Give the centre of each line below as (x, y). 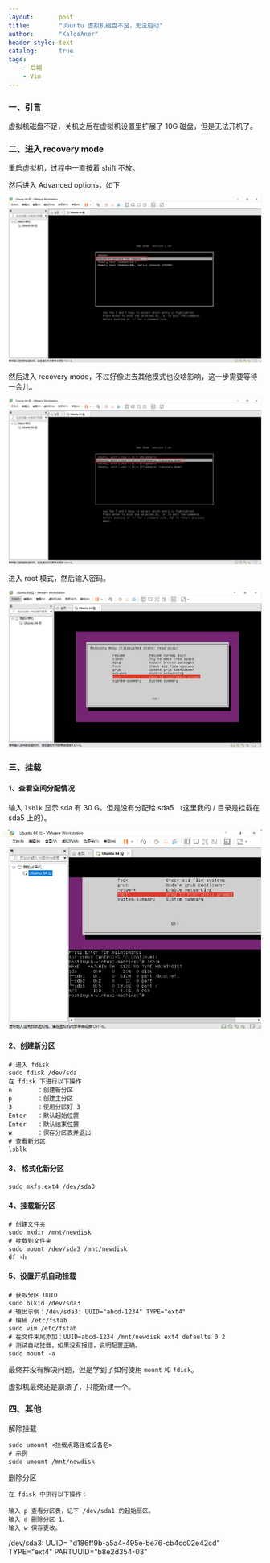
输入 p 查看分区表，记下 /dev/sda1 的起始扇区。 (82, 1511)
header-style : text (41, 43)
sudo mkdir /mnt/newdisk (50, 1233)
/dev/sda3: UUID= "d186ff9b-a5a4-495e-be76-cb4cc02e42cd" (114, 1543)
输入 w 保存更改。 (35, 1528)
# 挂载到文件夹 (30, 1241)
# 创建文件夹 (27, 1225)
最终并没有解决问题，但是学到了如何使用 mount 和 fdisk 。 (103, 1369)
